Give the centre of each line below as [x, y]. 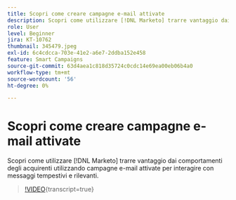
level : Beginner [31, 33]
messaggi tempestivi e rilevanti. [53, 175]
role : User [23, 27]
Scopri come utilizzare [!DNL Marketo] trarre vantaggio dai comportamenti [115, 161]
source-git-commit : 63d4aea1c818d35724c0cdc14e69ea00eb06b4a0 [100, 66]
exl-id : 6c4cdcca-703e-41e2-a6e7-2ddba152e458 [77, 53]
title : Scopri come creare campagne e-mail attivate [86, 14]
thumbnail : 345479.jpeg [42, 46]
